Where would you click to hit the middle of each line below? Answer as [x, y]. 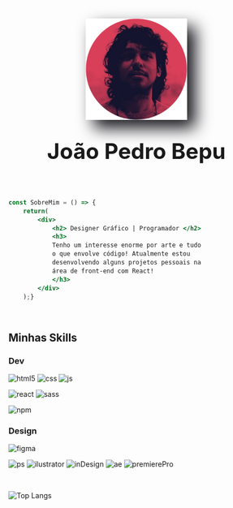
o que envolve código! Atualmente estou [121, 254]
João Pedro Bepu [136, 151]
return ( [36, 211]
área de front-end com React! [103, 271]
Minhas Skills [43, 337]
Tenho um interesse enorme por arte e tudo [126, 245]
